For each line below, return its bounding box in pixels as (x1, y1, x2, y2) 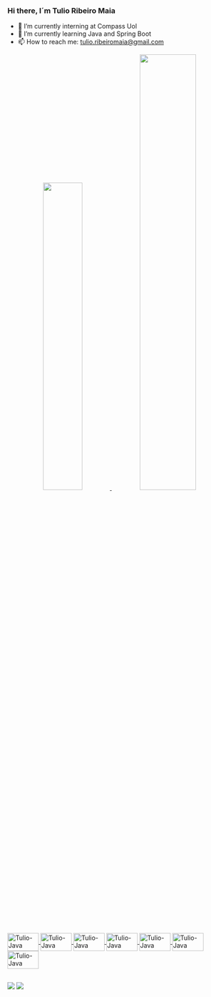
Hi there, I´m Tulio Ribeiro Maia (7, 6, 115, 16)
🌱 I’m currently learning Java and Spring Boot (17, 29, 152, 38)
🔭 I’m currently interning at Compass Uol (17, 22, 138, 31)
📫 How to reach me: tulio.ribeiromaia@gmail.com (17, 38, 164, 46)
